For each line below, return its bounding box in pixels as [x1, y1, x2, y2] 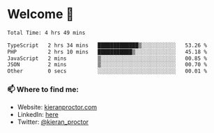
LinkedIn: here [17, 111, 59, 119]
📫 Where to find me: [7, 85, 79, 95]
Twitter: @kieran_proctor [17, 118, 89, 126]
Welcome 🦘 [7, 6, 75, 22]
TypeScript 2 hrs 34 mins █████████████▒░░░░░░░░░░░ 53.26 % [7, 42, 208, 49]
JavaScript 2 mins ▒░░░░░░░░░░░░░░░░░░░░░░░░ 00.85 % [7, 55, 208, 62]
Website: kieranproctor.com [17, 103, 98, 111]
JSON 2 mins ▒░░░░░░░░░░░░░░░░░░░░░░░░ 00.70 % [7, 61, 208, 68]
